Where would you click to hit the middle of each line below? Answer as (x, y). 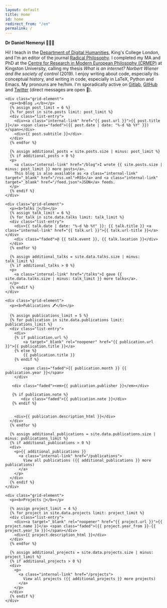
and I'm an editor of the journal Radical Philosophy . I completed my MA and (83, 58)
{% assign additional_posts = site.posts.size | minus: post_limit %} (85, 152)
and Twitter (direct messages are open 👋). (49, 90)
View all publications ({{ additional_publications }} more (87, 461)
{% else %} (26, 351)
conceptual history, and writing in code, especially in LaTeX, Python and (79, 79)
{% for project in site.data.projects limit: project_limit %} (77, 513)
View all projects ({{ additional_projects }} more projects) (90, 579)
